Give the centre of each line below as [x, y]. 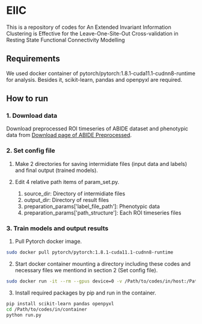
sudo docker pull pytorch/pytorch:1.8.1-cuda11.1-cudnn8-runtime [90, 252]
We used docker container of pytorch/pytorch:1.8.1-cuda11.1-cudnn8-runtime [101, 73]
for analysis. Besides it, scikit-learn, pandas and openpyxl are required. [94, 79]
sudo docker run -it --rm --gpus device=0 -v [64, 281]
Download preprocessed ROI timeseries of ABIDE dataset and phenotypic [97, 129]
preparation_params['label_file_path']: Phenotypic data [92, 206]
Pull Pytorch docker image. [48, 242]
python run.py [24, 315]
